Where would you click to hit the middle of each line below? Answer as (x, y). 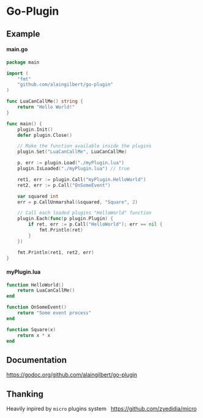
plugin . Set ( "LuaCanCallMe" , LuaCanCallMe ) (72, 152)
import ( (17, 73)
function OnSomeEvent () (37, 307)
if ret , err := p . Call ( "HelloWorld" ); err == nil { (96, 224)
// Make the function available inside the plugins (84, 146)
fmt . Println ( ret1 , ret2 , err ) (56, 252)
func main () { (24, 123)
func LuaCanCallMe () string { (45, 101)
